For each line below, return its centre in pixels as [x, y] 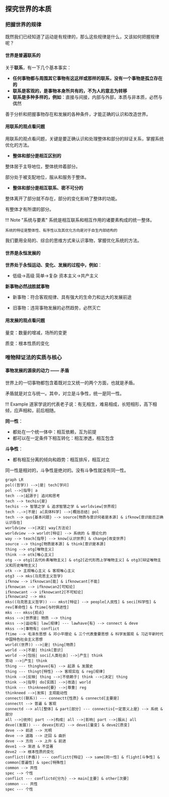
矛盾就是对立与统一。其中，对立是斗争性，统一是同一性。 [65, 393]
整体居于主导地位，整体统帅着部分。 [43, 167]
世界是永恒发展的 [23, 253]
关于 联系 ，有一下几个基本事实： [38, 68]
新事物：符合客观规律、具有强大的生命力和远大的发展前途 [72, 297]
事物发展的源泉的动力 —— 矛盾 [37, 371]
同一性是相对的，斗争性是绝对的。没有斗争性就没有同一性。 [67, 470]
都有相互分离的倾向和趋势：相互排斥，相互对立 [61, 459]
